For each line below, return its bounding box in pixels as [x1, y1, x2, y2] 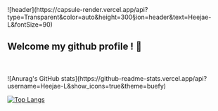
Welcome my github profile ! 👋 [7, 41, 142, 53]
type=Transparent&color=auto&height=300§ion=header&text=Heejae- [7, 13, 212, 21]
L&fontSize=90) [7, 20, 53, 29]
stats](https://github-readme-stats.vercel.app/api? [60, 74, 207, 82]
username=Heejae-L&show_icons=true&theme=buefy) [7, 81, 167, 90]
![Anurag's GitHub [7, 74, 60, 82]
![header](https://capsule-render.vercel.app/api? [7, 6, 148, 13]
